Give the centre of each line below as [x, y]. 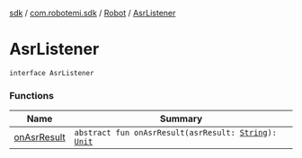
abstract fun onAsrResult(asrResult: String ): [175, 133]
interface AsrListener [52, 73]
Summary [182, 118]
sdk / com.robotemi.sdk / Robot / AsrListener [93, 13]
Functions [31, 95]
